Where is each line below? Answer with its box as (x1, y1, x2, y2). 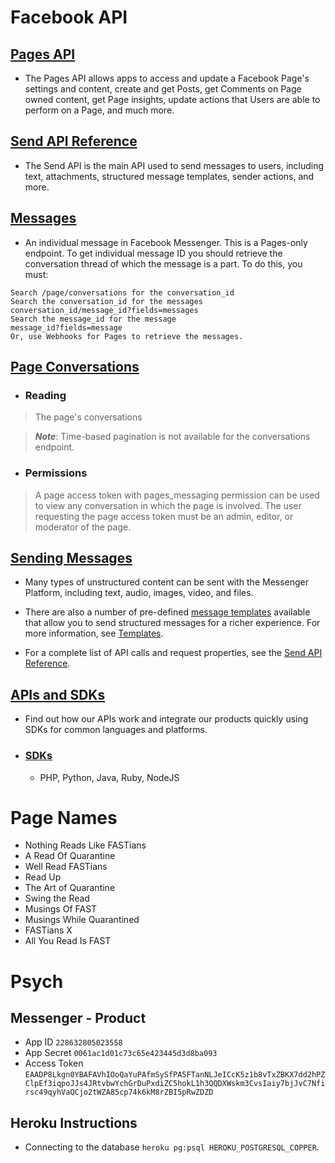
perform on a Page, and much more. (24, 104, 175, 116)
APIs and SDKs (10, 686, 106, 703)
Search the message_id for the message (10, 314, 177, 324)
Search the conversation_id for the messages (10, 296, 203, 306)
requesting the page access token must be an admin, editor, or (34, 510, 294, 522)
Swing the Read (24, 892, 90, 905)
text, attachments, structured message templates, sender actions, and (24, 170, 315, 182)
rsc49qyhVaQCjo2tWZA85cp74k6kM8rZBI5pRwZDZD (24, 1087, 214, 1098)
